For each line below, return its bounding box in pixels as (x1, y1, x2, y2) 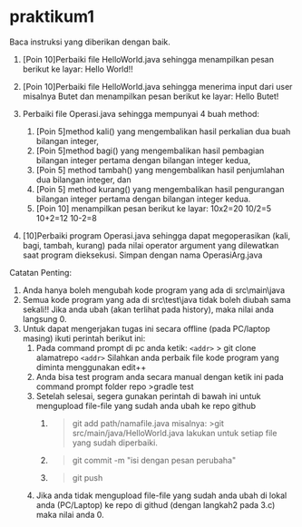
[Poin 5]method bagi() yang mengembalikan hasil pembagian (35, 145, 265, 156)
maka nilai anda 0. (35, 509, 104, 520)
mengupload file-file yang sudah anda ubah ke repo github (35, 400, 257, 411)
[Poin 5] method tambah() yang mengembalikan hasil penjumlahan (35, 164, 285, 175)
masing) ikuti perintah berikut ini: (22, 333, 146, 344)
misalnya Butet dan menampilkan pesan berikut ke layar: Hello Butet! (22, 91, 279, 102)
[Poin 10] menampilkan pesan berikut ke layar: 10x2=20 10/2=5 (35, 202, 272, 214)
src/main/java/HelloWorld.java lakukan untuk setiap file (72, 427, 278, 438)
